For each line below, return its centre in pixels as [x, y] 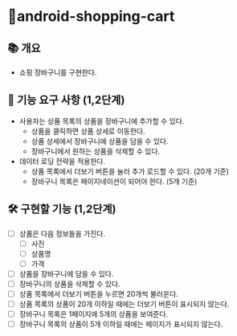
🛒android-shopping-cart [91, 16]
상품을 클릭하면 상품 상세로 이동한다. [88, 131]
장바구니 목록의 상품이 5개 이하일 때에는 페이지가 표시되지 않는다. [121, 324]
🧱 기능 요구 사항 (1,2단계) [66, 100]
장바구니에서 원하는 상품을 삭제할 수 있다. [96, 151]
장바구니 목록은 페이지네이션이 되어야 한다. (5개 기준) [114, 181]
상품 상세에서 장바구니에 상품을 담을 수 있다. [100, 141]
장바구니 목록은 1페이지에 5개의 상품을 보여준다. [94, 314]
